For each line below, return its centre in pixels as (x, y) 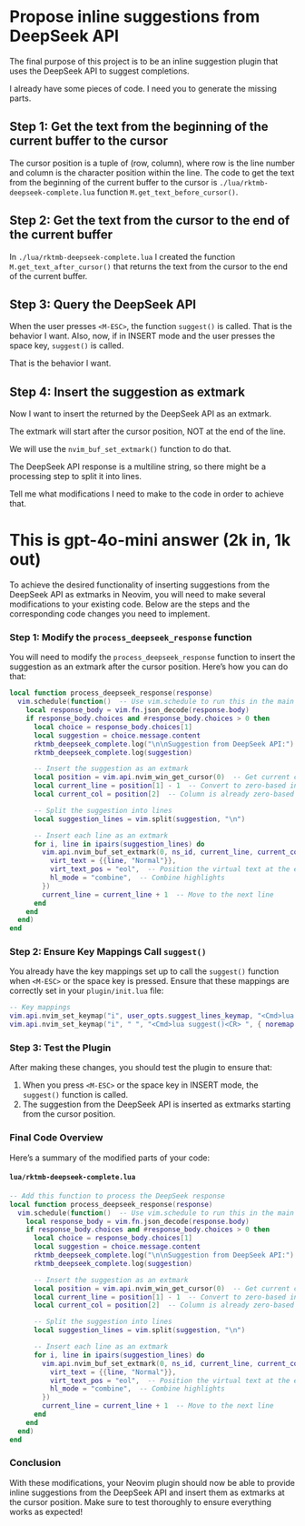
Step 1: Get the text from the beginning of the (139, 127)
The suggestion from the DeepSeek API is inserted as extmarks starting (157, 1104)
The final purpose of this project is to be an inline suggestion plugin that (144, 61)
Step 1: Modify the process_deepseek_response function (131, 638)
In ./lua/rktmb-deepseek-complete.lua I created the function (123, 256)
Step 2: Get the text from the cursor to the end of (150, 221)
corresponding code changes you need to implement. (110, 614)
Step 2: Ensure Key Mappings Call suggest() (108, 952)
